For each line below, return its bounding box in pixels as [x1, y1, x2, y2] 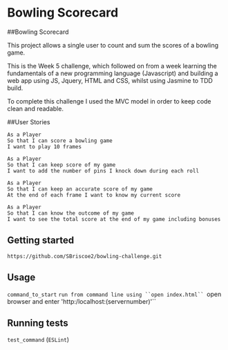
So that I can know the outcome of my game [7, 209, 135, 217]
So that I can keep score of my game [7, 161, 116, 168]
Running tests [7, 317, 69, 329]
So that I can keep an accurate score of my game [7, 185, 153, 193]
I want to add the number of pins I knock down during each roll [7, 167, 199, 174]
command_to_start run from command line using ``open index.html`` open [7, 290, 222, 298]
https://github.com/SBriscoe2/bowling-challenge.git [7, 253, 162, 260]
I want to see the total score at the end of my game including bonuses [7, 215, 221, 222]
